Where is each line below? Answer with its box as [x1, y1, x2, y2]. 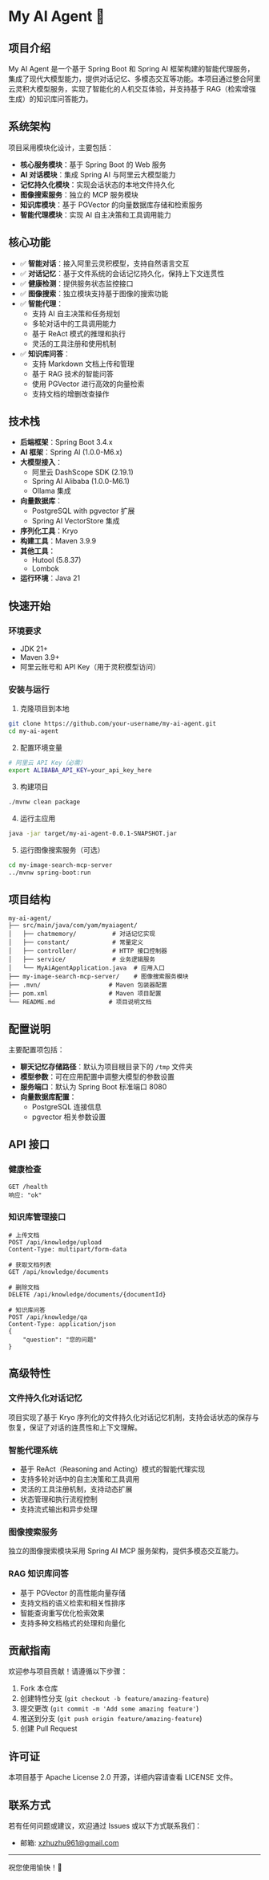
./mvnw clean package [8, 798, 81, 806]
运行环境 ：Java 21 [19, 573, 81, 583]
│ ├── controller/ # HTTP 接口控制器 [8, 947, 168, 955]
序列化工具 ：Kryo [19, 526, 78, 536]
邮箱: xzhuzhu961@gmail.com [19, 1838, 119, 1848]
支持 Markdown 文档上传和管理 [31, 359, 134, 368]
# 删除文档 [8, 1284, 40, 1292]
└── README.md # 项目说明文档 [8, 999, 152, 1007]
